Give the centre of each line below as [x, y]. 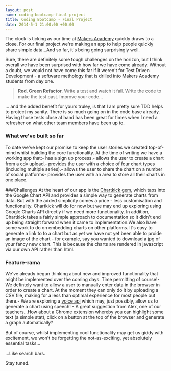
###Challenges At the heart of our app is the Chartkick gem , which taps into [86, 190]
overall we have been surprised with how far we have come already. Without [86, 65]
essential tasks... [23, 343]
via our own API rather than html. [40, 249]
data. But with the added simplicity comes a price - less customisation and [84, 200]
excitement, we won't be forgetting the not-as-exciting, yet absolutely [79, 338]
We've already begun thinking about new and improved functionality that [82, 273]
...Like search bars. [25, 353]
